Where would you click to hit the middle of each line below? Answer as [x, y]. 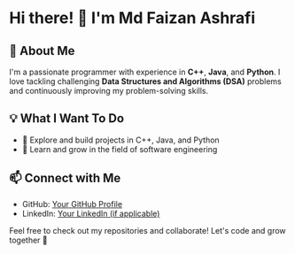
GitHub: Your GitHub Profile [72, 204]
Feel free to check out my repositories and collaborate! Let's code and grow [147, 230]
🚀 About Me [42, 51]
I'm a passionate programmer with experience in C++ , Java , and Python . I [145, 72]
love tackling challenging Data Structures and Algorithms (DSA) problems [145, 81]
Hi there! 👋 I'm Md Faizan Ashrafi [132, 18]
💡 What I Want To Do [67, 119]
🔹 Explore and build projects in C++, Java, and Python [120, 140]
